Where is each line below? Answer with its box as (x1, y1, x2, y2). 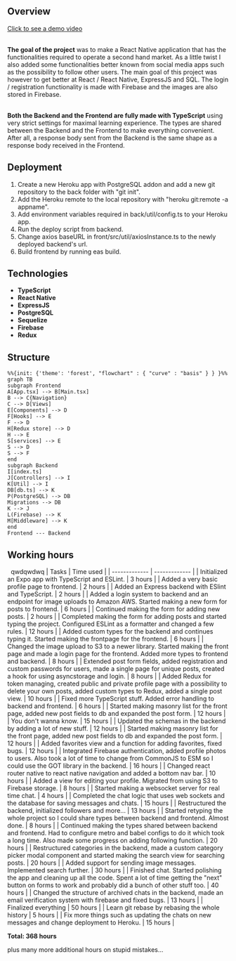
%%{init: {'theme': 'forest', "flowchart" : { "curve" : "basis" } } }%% (7, 370, 228, 377)
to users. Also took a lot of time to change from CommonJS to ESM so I (7, 754, 214, 763)
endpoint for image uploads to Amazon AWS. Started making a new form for (7, 597, 228, 606)
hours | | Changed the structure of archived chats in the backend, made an (7, 889, 223, 897)
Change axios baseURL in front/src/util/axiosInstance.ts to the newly (17, 232, 216, 241)
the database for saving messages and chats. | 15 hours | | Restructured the (7, 799, 227, 807)
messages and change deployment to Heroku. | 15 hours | (7, 918, 175, 927)
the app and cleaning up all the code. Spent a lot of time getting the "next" (7, 874, 223, 882)
